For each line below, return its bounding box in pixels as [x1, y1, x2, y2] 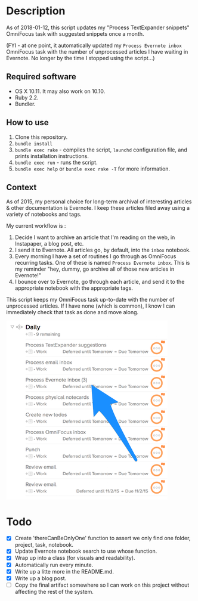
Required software [6, 72, 76, 82]
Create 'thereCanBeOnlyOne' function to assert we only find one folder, [14, 535, 191, 542]
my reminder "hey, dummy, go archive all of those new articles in [14, 265, 175, 272]
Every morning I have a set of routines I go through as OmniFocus [14, 253, 177, 260]
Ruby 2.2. [14, 94, 39, 101]
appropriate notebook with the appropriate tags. [14, 284, 133, 292]
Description [6, 4, 66, 18]
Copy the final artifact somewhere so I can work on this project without [14, 581, 190, 588]
